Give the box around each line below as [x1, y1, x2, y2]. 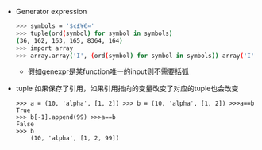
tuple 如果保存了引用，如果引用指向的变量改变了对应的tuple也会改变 [15, 83, 239, 94]
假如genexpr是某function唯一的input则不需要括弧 [27, 67, 189, 76]
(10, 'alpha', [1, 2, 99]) [30, 134, 120, 142]
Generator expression [15, 7, 87, 16]
